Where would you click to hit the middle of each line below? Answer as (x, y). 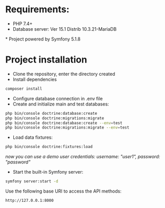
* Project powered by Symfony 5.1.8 (43, 39)
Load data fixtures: (33, 137)
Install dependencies (35, 79)
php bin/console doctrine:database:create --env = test (64, 123)
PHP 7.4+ (23, 24)
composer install (24, 89)
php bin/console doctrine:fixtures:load (49, 147)
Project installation (46, 60)
